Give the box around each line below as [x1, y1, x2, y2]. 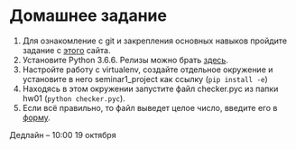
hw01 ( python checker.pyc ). [22, 92, 126, 104]
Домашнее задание [9, 5, 167, 26]
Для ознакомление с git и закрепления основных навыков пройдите [22, 35, 287, 46]
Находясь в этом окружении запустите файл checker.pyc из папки [22, 83, 279, 94]
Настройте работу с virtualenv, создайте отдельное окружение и [22, 64, 273, 75]
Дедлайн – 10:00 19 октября [9, 129, 116, 140]
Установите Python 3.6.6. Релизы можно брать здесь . [22, 54, 228, 65]
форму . [22, 112, 51, 123]
